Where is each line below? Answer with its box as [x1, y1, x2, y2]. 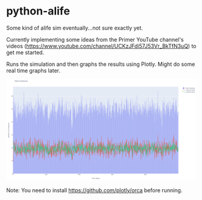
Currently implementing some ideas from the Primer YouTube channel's [6, 36, 184, 43]
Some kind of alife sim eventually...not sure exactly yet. [6, 24, 143, 31]
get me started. [6, 48, 45, 56]
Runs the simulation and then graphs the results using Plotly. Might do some [6, 60, 195, 68]
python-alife [6, 4, 71, 18]
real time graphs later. [6, 66, 61, 74]
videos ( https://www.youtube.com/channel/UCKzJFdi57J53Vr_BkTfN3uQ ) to [6, 42, 197, 50]
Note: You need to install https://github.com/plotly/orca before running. [6, 186, 183, 194]
